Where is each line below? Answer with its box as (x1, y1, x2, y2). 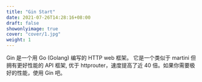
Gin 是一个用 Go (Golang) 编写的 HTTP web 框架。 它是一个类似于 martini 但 (6, 54, 197, 61)
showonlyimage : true (6, 25, 59, 32)
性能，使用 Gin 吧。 (16, 69, 66, 76)
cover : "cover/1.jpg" (6, 31, 61, 37)
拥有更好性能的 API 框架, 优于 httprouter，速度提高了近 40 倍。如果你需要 (6, 61, 190, 69)
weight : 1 (6, 37, 32, 43)
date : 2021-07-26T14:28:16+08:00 (6, 14, 91, 20)
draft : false (6, 20, 39, 26)
